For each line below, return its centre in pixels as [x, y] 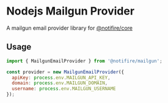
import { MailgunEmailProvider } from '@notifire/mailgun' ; [85, 61]
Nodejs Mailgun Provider [71, 11]
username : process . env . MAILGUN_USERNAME [64, 89]
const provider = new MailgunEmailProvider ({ [65, 72]
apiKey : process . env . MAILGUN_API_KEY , [61, 78]
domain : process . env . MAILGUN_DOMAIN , [60, 83]
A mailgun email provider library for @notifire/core [70, 28]
